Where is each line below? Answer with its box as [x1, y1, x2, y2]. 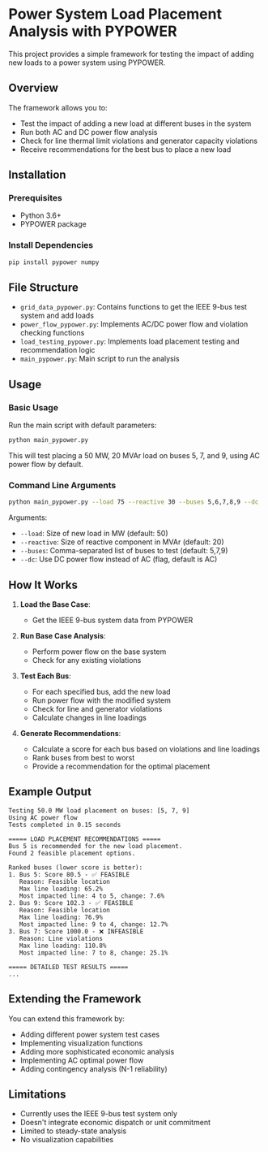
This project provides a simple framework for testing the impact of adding [8, 49, 254, 58]
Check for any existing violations [32, 655, 142, 665]
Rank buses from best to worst [32, 752, 135, 762]
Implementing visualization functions [19, 1037, 143, 1048]
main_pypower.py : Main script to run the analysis [19, 354, 180, 364]
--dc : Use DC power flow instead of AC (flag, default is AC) [19, 554, 218, 565]
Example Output [8, 785, 91, 799]
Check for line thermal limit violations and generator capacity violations [19, 136, 257, 145]
